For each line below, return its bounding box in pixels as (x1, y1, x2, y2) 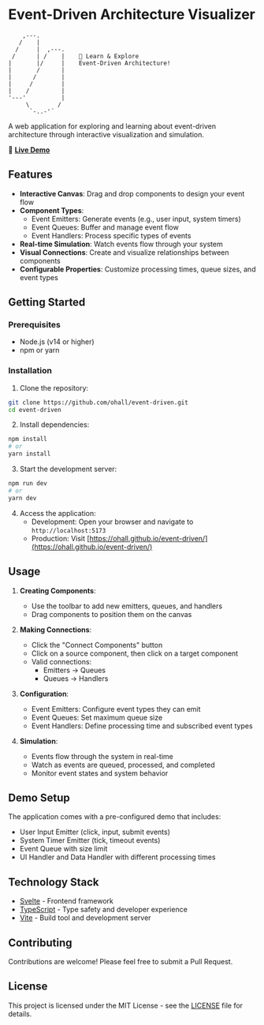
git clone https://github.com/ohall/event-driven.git (8, 398, 189, 406)
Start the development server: (19, 464, 117, 474)
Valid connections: (31, 657, 92, 666)
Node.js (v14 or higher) (19, 337, 95, 346)
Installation (8, 365, 53, 376)
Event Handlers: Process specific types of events (31, 230, 191, 240)
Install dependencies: (19, 420, 90, 429)
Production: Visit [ (31, 533, 90, 543)
